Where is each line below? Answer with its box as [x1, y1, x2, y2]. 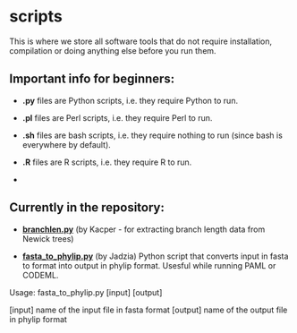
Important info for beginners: [9, 72, 175, 87]
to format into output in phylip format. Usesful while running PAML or [21, 260, 276, 270]
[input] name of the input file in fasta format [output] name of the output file [9, 304, 288, 315]
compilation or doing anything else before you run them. [9, 45, 216, 55]
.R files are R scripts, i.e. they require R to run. [21, 157, 192, 167]
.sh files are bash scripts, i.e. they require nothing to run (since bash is [21, 130, 284, 141]
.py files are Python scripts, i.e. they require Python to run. [21, 95, 239, 106]
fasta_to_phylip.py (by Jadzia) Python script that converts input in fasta [21, 251, 289, 261]
